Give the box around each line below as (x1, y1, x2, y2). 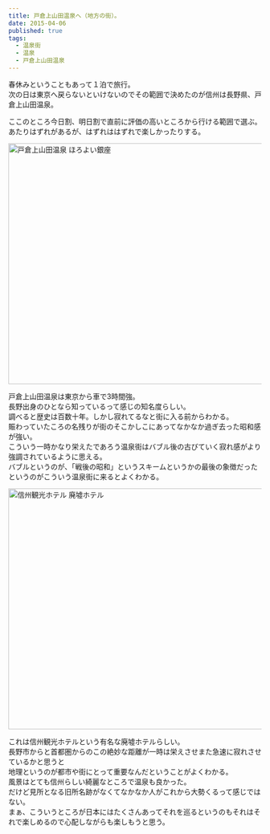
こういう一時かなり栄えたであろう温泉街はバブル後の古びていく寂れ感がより (8, 441, 261, 451)
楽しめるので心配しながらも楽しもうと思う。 (22, 816, 170, 827)
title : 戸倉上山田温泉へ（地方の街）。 (8, 11, 121, 20)
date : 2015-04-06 (8, 19, 67, 27)
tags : (8, 34, 27, 43)
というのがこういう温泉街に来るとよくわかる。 (8, 471, 163, 482)
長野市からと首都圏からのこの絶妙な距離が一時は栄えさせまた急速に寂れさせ (8, 747, 262, 756)
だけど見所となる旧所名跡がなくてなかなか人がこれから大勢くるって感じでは (8, 787, 261, 796)
